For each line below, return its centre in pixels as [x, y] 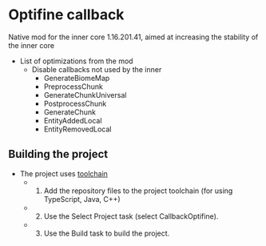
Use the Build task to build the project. [107, 233]
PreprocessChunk [73, 87]
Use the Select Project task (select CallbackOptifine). [131, 216]
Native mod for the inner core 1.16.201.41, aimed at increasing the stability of [133, 37]
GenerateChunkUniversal [85, 95]
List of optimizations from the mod [76, 61]
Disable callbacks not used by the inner [97, 69]
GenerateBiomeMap [77, 78]
